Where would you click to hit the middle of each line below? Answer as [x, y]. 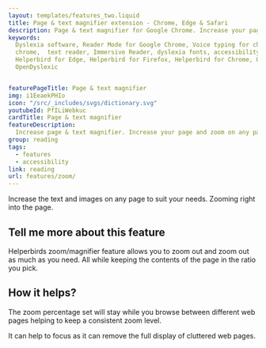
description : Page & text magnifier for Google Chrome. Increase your [127, 30]
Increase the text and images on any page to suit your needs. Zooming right [132, 199]
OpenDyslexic [37, 67]
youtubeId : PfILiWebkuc [47, 110]
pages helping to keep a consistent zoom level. [85, 320]
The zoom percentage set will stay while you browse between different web [132, 312]
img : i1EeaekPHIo [37, 96]
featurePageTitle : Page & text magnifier [78, 88]
